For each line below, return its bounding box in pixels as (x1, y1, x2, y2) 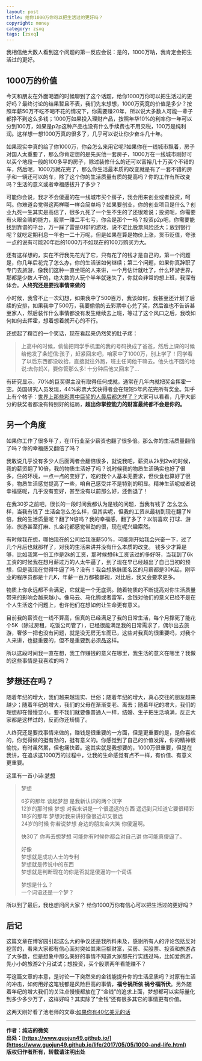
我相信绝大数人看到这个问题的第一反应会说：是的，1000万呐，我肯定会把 (6, 49, 188, 56)
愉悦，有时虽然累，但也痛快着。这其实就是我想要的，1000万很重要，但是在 (6, 743, 192, 751)
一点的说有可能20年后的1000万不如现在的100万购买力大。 (6, 239, 150, 246)
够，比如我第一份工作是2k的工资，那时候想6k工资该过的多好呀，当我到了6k (6, 551, 194, 558)
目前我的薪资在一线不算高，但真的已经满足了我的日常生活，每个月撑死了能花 (6, 614, 196, 621)
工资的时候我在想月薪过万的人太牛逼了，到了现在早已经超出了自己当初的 (6, 558, 185, 565)
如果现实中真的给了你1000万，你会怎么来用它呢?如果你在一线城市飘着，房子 (6, 143, 195, 150)
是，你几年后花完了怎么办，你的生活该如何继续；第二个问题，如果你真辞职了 (6, 258, 196, 266)
